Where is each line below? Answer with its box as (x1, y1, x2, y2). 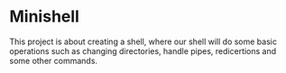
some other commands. (9, 55, 97, 66)
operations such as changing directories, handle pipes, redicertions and (9, 45, 277, 56)
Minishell (9, 6, 79, 27)
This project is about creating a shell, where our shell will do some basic (9, 36, 278, 47)
